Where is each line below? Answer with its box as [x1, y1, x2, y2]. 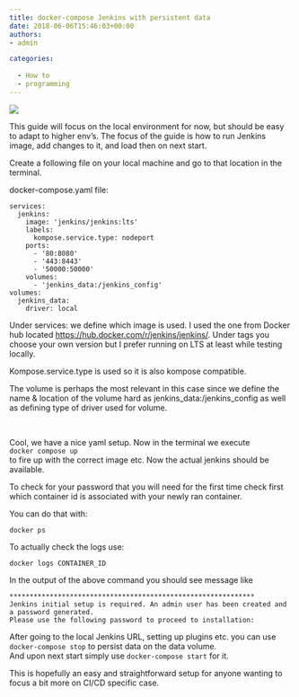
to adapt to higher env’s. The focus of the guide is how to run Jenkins [9, 130, 267, 141]
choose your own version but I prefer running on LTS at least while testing [9, 339, 283, 349]
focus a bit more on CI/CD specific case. [9, 677, 160, 688]
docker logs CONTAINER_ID [9, 559, 106, 568]
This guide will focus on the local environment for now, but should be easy [9, 120, 285, 131]
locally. [9, 348, 36, 359]
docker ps [9, 525, 47, 534]
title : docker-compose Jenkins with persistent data [9, 13, 211, 22]
